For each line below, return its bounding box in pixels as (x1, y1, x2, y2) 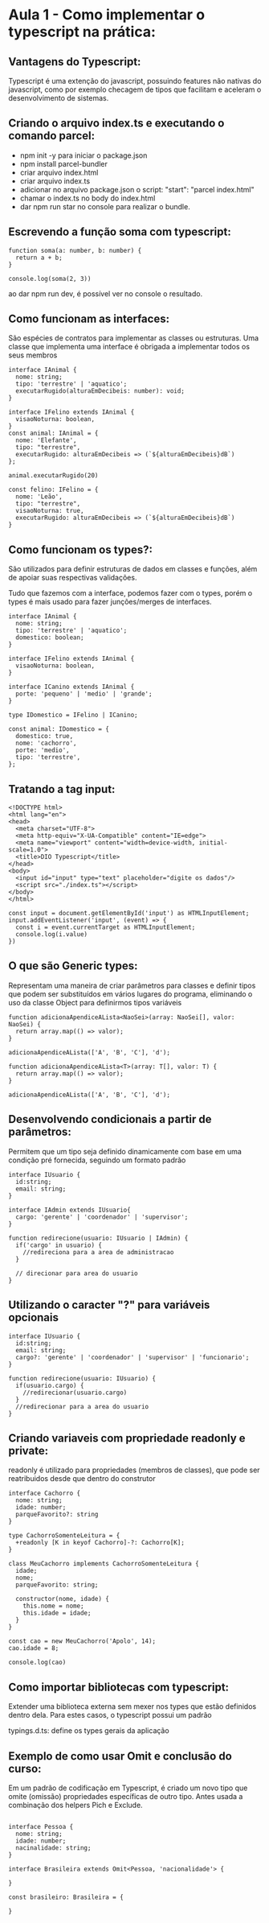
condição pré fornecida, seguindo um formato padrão (8, 1155, 186, 1165)
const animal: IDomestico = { (8, 725, 110, 733)
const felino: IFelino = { (8, 485, 99, 494)
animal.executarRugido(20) (8, 472, 99, 480)
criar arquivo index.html (19, 167, 99, 177)
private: (8, 1443, 49, 1458)
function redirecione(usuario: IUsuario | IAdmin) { (8, 1234, 189, 1242)
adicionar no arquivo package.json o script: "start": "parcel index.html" (19, 184, 255, 194)
